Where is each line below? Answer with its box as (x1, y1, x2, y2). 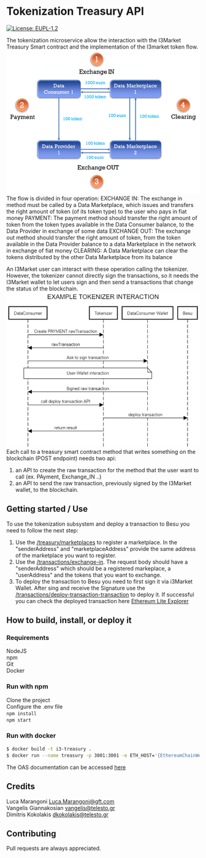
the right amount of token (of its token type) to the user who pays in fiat (6, 208, 187, 216)
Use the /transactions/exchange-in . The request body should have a (15, 558, 188, 566)
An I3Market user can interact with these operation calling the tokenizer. (6, 265, 189, 273)
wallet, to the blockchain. (15, 486, 78, 493)
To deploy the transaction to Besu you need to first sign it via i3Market (15, 577, 193, 585)
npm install (6, 711, 37, 717)
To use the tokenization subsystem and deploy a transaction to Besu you (6, 520, 190, 528)
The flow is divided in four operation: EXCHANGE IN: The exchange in (6, 195, 183, 202)
